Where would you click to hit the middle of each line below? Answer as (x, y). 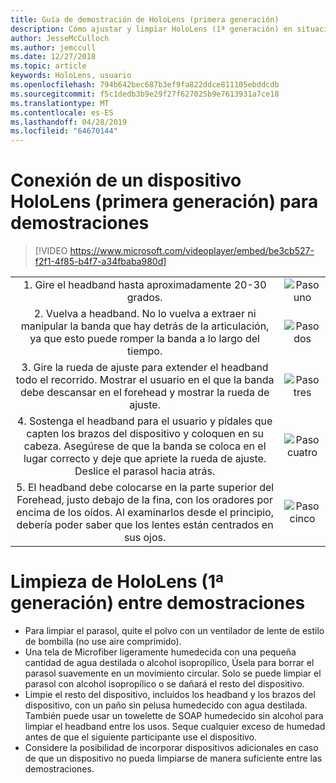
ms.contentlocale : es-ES (62, 112)
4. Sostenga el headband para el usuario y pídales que (144, 421)
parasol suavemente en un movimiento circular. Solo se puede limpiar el (173, 673)
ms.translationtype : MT (60, 103)
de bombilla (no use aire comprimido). (103, 641)
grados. (144, 298)
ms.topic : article (48, 66)
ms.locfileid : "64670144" (64, 131)
